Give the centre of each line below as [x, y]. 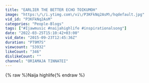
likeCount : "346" [23, 51]
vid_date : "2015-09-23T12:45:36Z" [41, 38]
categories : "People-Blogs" [35, 24]
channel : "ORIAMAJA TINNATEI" [37, 61]
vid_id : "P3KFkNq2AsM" [29, 19]
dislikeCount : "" [23, 56]
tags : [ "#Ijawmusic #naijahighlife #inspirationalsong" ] [66, 28]
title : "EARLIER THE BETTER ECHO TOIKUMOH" [51, 10]
